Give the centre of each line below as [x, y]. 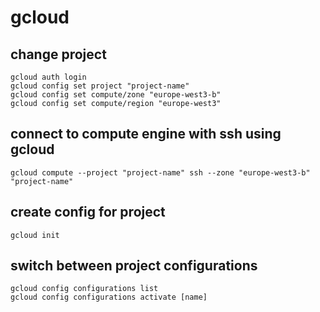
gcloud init [35, 235]
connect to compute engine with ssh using [146, 134]
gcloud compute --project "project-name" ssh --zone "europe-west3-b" [160, 172]
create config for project [88, 212]
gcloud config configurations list [84, 289]
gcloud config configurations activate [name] [109, 297]
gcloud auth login [48, 77]
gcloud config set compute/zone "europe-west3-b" [116, 95]
